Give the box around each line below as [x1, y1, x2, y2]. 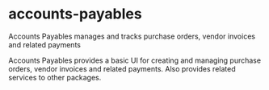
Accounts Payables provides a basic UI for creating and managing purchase [8, 55, 261, 65]
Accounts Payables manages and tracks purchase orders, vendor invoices [8, 31, 256, 41]
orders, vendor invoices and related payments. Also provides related [8, 63, 236, 73]
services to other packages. [8, 72, 102, 82]
